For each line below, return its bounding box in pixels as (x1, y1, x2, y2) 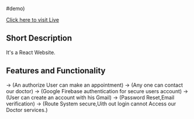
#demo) (6, 5, 25, 12)
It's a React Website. (6, 49, 56, 56)
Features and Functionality (6, 66, 106, 76)
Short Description (6, 33, 72, 43)
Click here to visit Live (6, 16, 60, 23)
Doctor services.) (6, 106, 48, 113)
